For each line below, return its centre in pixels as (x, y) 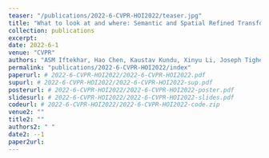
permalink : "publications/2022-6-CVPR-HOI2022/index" (100, 68)
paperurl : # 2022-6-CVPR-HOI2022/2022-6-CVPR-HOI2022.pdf (107, 75)
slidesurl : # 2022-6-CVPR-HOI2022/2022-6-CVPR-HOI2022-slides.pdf (121, 97)
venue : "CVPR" (32, 53)
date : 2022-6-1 (34, 45)
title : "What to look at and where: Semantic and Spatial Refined (121, 23)
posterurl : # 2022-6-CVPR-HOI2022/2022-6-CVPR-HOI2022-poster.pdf (121, 90)
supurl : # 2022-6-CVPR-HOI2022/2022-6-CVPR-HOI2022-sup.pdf (111, 82)
